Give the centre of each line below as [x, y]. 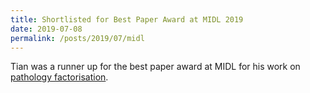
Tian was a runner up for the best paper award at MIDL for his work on [155, 67]
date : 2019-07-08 [46, 29]
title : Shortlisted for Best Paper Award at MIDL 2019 [127, 19]
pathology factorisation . [59, 77]
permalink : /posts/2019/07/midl [77, 38]
